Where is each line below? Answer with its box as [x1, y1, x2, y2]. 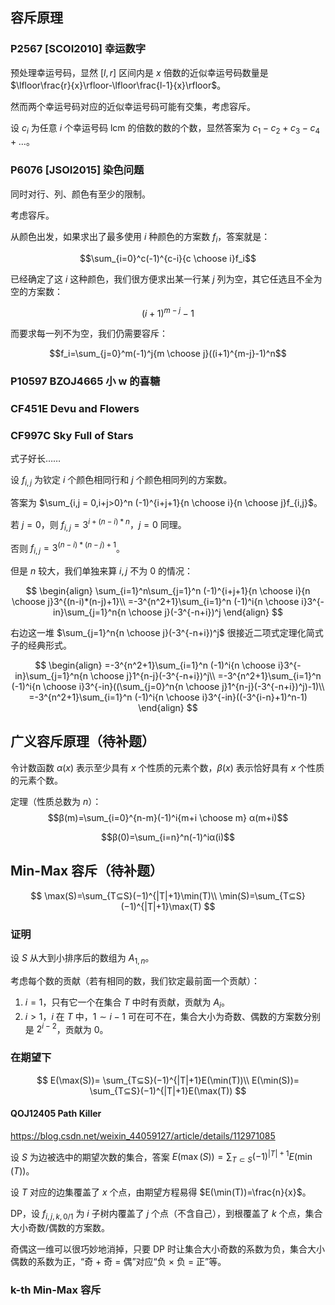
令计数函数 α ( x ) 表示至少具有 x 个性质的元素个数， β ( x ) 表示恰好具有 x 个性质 [10, 761, 325, 773]
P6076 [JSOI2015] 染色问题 [10, 163, 145, 177]
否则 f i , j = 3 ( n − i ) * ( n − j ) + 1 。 [10, 540, 125, 557]
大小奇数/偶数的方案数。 [10, 1222, 111, 1233]
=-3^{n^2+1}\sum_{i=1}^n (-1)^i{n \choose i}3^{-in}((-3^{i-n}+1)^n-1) [28, 691, 308, 703]
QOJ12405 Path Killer [10, 1108, 102, 1120]
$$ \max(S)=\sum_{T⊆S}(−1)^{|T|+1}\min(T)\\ [30, 889, 218, 902]
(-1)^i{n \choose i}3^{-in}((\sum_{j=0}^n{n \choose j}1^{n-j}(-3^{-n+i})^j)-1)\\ [11, 681, 325, 693]
